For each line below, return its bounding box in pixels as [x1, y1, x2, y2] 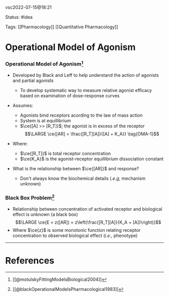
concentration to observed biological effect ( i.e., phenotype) [12, 232, 138, 238]
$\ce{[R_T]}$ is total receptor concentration [20, 150, 111, 156]
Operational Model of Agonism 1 [5, 60, 83, 68]
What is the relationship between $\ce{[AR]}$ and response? [12, 165, 139, 171]
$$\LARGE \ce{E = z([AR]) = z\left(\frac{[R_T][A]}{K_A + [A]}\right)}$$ [15, 219, 161, 225]
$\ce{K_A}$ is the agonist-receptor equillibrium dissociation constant [20, 156, 164, 162]
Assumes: [12, 102, 34, 108]
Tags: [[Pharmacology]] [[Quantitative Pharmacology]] [5, 24, 118, 30]
